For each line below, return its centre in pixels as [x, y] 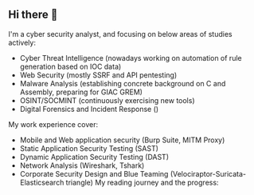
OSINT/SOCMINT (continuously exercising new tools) [107, 100]
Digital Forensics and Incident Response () [89, 109]
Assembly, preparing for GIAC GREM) [81, 92]
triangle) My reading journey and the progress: [142, 182]
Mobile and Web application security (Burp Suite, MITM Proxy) [122, 140]
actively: [22, 42]
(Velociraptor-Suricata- [208, 173]
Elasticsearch [42, 182]
